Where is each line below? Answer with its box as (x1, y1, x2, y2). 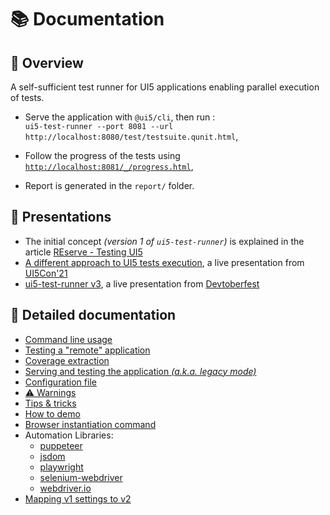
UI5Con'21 (24, 267, 68, 279)
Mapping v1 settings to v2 (24, 492, 132, 505)
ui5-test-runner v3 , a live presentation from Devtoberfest (24, 277, 260, 290)
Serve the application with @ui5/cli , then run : (24, 111, 216, 123)
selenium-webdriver (39, 471, 123, 483)
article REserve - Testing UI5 (24, 246, 143, 258)
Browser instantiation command (24, 418, 157, 430)
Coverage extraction (24, 354, 110, 366)
